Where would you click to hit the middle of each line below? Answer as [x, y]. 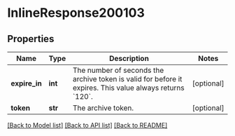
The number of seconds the [118, 70]
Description [129, 59]
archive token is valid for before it [127, 79]
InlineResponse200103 [76, 13]
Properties [31, 39]
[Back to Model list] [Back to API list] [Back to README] [87, 125]
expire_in [26, 83]
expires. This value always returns [128, 88]
